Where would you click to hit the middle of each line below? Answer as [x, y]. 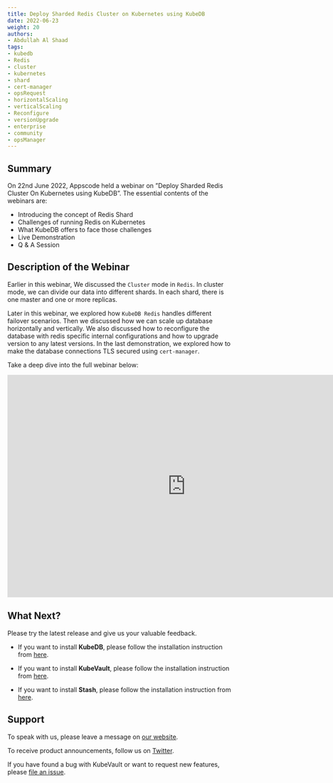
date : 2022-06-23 [33, 21]
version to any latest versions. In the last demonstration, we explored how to [119, 343]
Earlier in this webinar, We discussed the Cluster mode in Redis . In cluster [116, 284]
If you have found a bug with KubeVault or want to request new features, [113, 764]
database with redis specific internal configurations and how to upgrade [113, 336]
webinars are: [27, 201]
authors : [20, 34]
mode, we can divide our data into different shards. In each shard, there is [116, 292]
